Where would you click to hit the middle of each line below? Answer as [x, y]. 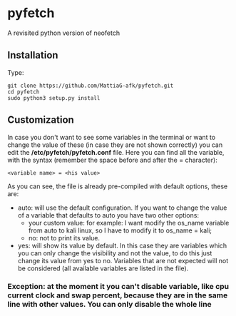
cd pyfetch [24, 92]
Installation [33, 55]
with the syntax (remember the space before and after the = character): [112, 160]
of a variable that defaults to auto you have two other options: [108, 215]
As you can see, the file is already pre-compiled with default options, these [118, 186]
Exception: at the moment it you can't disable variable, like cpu [118, 287]
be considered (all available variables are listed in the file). [103, 268]
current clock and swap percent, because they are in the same [118, 295]
